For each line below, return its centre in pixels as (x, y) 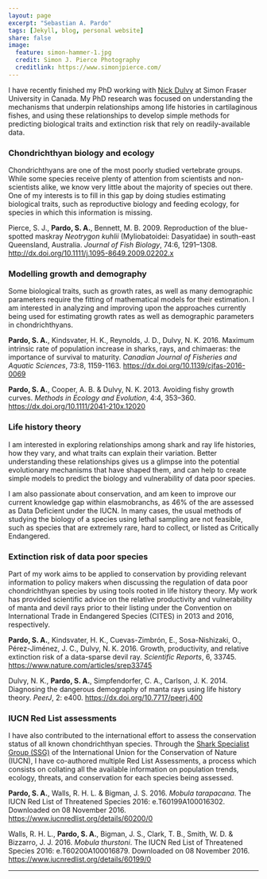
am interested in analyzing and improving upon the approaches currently (127, 308)
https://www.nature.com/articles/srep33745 (80, 665)
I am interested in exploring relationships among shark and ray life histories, (132, 444)
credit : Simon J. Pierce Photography (78, 60)
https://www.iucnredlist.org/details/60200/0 (81, 819)
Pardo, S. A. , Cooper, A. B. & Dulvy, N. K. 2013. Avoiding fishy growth (121, 390)
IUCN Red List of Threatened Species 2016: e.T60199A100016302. (117, 802)
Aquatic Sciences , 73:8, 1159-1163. (65, 366)
